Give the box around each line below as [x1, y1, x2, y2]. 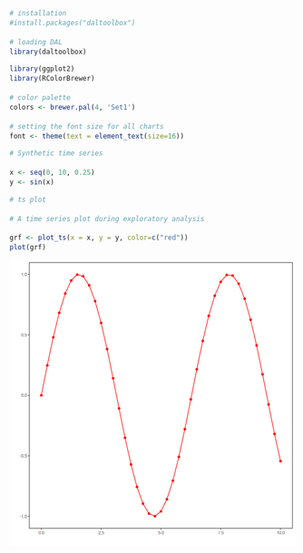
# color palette [9, 93, 71, 102]
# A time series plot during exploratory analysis [9, 214, 205, 223]
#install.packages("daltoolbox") [9, 18, 136, 27]
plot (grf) [9, 243, 47, 252]
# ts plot [9, 195, 47, 204]
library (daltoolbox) [9, 47, 88, 56]
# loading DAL [9, 37, 64, 46]
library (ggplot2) [9, 64, 75, 73]
